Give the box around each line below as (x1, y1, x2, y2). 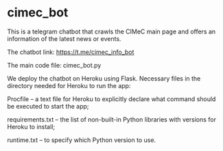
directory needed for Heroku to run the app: (7, 81, 131, 90)
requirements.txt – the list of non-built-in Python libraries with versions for (7, 115, 217, 124)
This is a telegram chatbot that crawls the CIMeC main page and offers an (7, 27, 216, 36)
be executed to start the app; (7, 102, 89, 110)
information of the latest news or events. (7, 34, 121, 42)
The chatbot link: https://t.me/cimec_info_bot (7, 48, 134, 56)
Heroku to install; (7, 122, 56, 131)
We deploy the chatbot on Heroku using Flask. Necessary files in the (7, 74, 201, 83)
